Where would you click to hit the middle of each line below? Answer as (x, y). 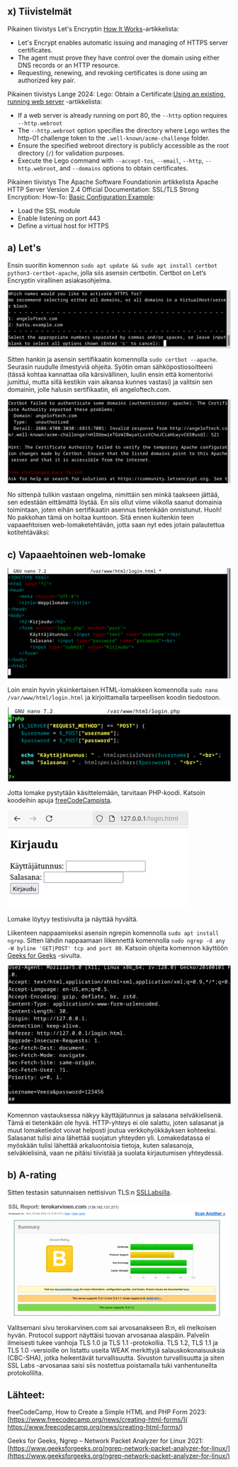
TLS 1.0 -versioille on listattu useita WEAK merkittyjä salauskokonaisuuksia (116, 1350)
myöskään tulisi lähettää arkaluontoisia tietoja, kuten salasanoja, (101, 1145)
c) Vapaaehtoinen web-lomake (76, 555)
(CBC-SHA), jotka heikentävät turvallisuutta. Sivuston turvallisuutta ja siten (116, 1358)
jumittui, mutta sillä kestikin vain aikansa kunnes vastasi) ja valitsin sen (110, 382)
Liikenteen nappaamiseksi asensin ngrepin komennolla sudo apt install (113, 933)
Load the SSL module (49, 210)
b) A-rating (32, 1175)
